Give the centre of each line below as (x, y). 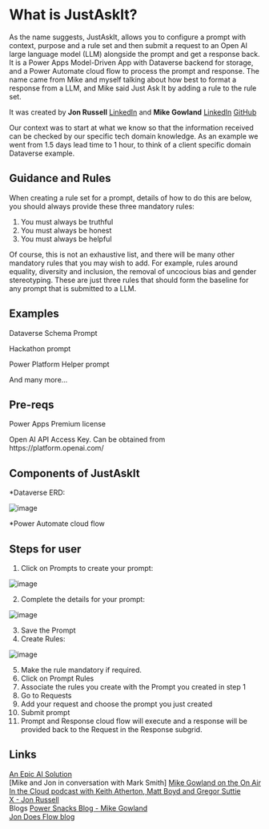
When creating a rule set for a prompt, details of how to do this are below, (130, 197)
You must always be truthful (67, 221)
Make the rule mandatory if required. (81, 670)
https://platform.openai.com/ (56, 448)
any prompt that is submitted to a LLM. (73, 288)
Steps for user (45, 549)
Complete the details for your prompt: (82, 599)
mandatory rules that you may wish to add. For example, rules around (124, 263)
